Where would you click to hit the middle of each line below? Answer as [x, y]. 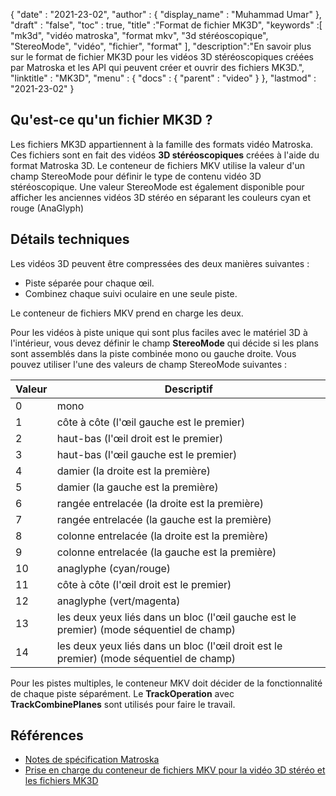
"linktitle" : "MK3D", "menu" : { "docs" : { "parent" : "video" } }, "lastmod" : [163, 78]
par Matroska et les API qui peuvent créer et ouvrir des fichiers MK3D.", [157, 67]
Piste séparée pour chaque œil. [89, 283]
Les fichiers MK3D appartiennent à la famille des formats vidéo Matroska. [162, 144]
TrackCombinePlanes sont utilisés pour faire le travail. [123, 704]
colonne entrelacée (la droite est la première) [162, 536]
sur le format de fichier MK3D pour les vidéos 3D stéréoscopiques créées [162, 57]
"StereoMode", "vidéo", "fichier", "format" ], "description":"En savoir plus [161, 46]
